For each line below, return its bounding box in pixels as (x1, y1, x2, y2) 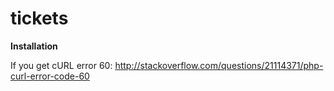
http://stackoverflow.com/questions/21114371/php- (114, 59, 324, 71)
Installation (10, 40, 58, 52)
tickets (10, 7, 69, 30)
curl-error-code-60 (10, 70, 90, 82)
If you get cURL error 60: (10, 59, 113, 71)
